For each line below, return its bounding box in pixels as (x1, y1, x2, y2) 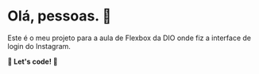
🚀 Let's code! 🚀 (7, 57, 58, 66)
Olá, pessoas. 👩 (7, 7, 112, 25)
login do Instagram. (7, 41, 71, 50)
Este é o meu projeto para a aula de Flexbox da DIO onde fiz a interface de (7, 33, 252, 43)
